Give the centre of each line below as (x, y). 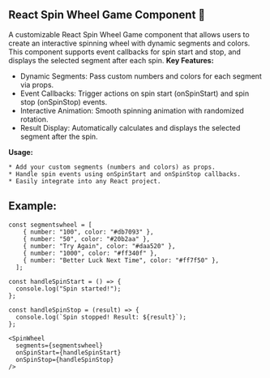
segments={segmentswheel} (60, 346)
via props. (37, 84)
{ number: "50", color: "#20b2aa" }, (87, 239)
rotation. (34, 119)
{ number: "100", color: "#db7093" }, (88, 232)
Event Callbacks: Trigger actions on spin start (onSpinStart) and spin (135, 93)
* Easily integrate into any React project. (85, 181)
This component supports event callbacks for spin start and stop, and (125, 52)
